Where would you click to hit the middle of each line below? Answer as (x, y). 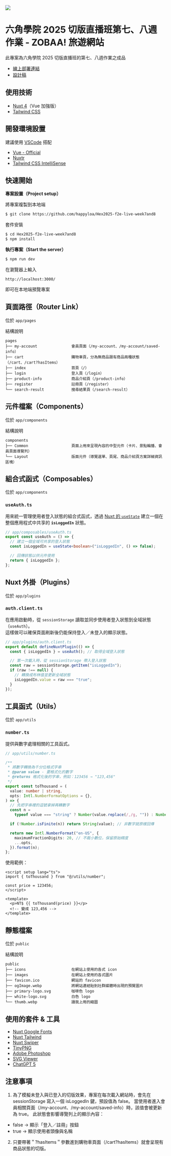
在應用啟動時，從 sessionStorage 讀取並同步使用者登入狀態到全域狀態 (78, 619)
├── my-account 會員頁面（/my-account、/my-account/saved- (83, 346)
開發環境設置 (25, 129)
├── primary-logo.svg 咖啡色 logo (50, 991)
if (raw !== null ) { (32, 670)
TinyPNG (22, 1048)
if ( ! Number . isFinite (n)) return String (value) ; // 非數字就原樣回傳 (82, 824)
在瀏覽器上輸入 (21, 269)
